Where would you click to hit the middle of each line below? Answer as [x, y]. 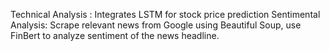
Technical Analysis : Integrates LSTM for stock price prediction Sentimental [165, 14]
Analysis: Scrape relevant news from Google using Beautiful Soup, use [156, 25]
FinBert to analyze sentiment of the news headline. [115, 35]
